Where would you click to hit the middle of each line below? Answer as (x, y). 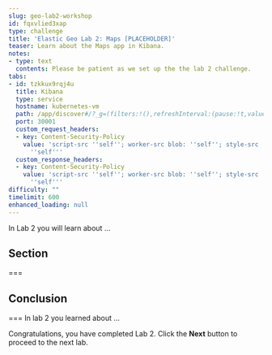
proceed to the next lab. (48, 343)
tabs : (17, 76)
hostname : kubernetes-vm (57, 106)
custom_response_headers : (59, 159)
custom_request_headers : (57, 129)
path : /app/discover (50, 115)
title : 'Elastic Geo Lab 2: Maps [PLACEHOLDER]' (92, 39)
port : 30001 (36, 122)
